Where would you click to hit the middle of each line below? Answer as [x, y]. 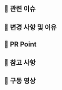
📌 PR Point [20, 44]
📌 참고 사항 [20, 63]
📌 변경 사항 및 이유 [31, 27]
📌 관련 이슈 [20, 9]
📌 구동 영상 [20, 81]
